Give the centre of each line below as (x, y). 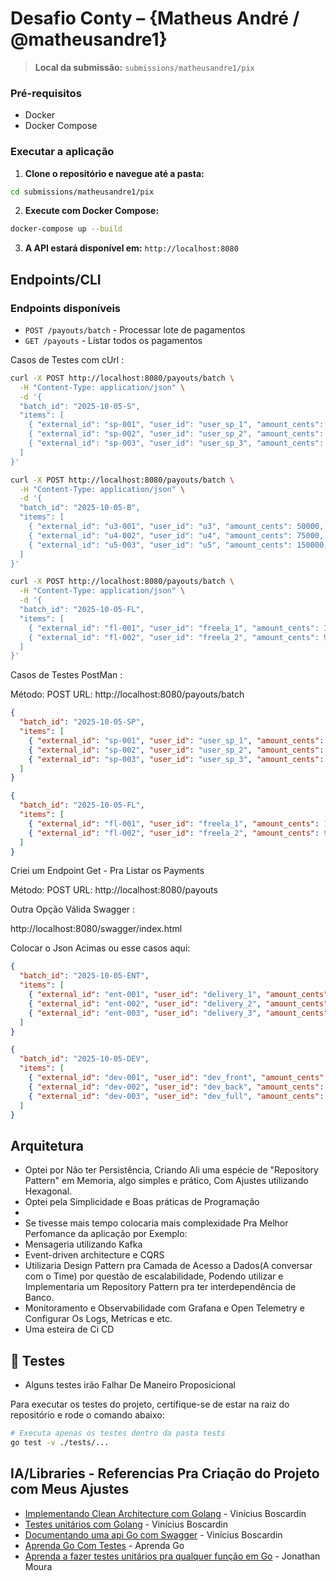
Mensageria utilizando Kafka (83, 1244)
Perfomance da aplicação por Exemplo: (106, 1234)
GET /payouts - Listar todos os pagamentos (113, 340)
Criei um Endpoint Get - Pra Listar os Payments (107, 871)
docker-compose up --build (66, 229)
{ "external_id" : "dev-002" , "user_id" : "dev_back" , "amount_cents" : (176, 1087)
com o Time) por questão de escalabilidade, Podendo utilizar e (154, 1276)
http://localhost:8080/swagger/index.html (96, 929)
